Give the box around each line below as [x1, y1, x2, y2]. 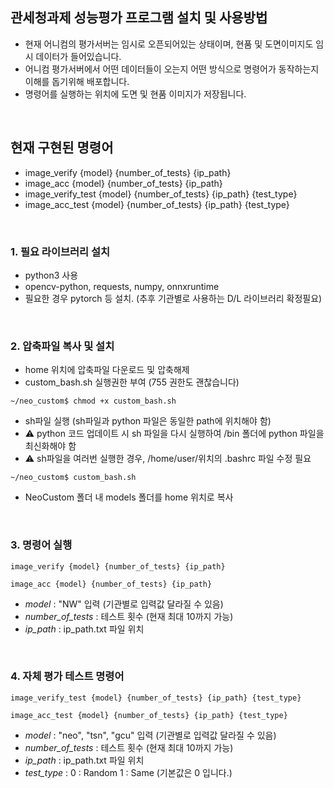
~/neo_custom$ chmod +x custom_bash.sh [10, 396, 177, 407]
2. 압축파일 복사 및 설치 [10, 339, 115, 353]
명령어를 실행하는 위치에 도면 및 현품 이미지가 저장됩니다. [24, 88, 247, 100]
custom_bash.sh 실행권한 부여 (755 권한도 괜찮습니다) [24, 376, 240, 388]
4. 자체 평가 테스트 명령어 [10, 669, 125, 683]
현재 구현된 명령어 [10, 139, 114, 157]
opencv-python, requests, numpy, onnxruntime [24, 280, 220, 292]
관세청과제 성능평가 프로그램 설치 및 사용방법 [10, 9, 268, 27]
